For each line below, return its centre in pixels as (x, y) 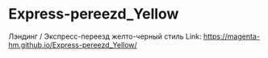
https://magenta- (232, 36)
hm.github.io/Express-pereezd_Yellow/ (73, 44)
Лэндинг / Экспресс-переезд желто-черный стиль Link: (105, 36)
